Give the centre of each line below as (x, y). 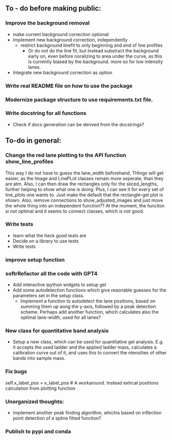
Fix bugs (16, 372)
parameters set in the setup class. (48, 296)
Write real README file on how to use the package (69, 86)
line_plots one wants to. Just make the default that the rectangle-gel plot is (84, 195)
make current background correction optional (61, 34)
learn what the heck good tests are (49, 235)
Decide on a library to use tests (46, 241)
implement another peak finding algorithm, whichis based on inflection (87, 412)
